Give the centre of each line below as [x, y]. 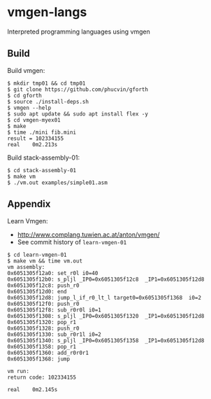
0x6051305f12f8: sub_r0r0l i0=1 [54, 310]
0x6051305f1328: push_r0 [43, 328]
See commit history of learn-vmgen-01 [72, 241]
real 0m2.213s [32, 144]
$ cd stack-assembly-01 [42, 170]
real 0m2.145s [32, 389]
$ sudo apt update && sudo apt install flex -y [78, 114]
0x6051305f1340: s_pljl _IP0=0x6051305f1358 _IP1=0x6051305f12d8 [106, 340]
